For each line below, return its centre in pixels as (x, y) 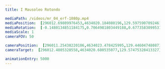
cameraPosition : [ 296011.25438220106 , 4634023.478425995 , (66, 46)
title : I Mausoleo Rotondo (33, 10)
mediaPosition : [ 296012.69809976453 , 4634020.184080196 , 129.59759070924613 (84, 23)
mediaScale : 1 (20, 32)
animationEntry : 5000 (27, 59)
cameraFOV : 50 (20, 37)
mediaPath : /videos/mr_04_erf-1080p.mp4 (47, 18)
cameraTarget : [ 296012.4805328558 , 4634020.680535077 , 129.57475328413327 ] (83, 50)
